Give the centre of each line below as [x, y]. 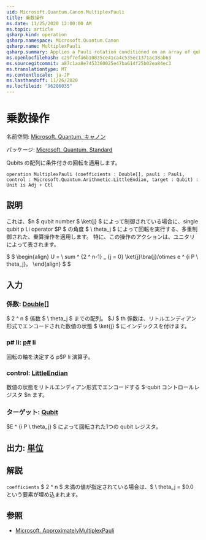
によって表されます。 [33, 244]
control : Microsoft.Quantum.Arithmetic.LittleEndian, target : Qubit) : [103, 179]
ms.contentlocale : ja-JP [38, 75]
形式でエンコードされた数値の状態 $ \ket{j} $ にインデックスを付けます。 [98, 326]
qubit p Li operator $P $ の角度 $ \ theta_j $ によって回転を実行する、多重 [99, 229]
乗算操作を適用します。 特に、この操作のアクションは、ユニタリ [114, 236]
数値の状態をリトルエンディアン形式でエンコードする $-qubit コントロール [100, 387]
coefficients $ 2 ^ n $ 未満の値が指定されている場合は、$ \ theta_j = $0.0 [100, 487]
